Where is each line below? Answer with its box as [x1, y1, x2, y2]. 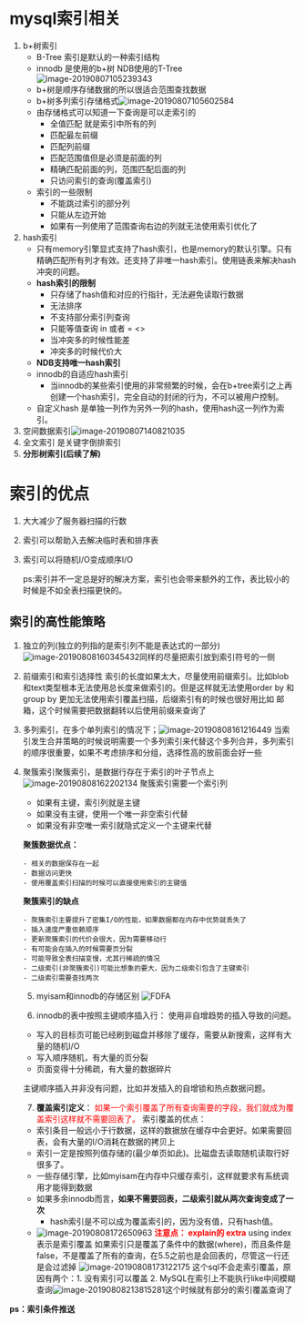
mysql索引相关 [9, 8, 121, 29]
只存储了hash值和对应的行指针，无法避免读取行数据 [49, 289, 244, 300]
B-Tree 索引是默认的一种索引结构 [36, 51, 160, 62]
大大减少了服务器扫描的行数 [22, 515, 127, 526]
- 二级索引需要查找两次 [22, 973, 100, 982]
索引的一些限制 [36, 186, 93, 197]
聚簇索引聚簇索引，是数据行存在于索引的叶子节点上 [22, 766, 215, 777]
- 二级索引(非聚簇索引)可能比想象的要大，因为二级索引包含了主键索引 [22, 963, 250, 972]
